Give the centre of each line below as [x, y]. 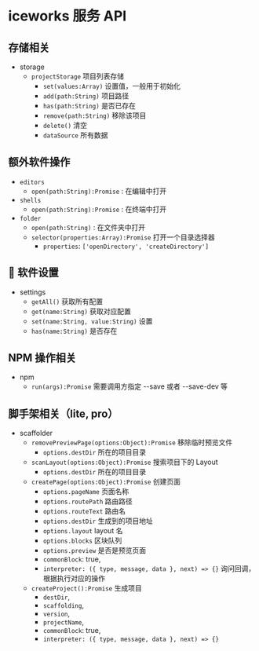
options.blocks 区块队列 [82, 541]
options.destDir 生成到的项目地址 [98, 521]
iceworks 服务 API [67, 16]
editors [32, 182]
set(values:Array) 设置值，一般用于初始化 [112, 86]
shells [30, 200]
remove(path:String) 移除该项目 [95, 115]
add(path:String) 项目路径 [86, 96]
